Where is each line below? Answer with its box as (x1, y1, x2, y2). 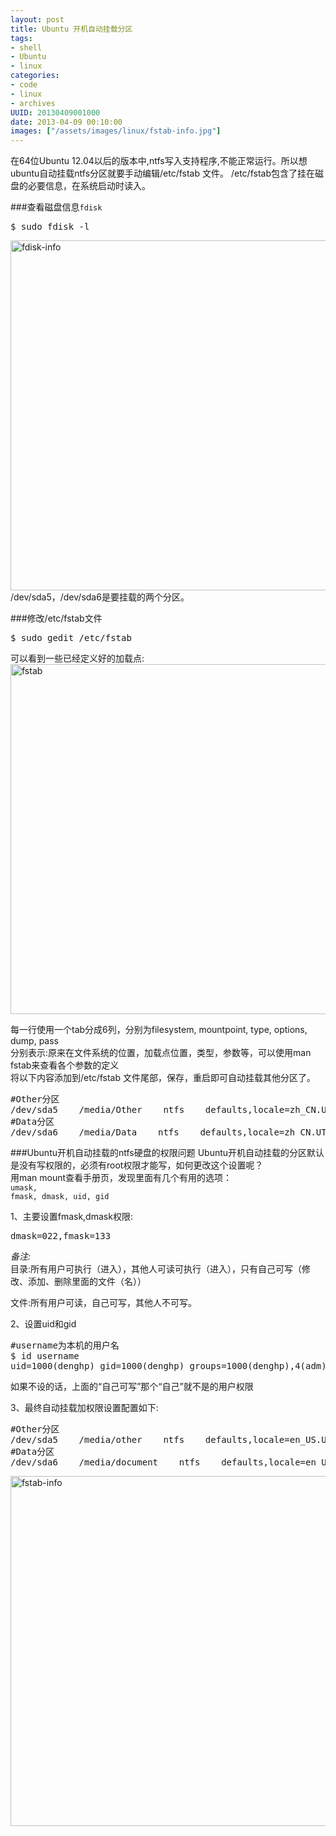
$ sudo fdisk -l (10, 221, 90, 233)
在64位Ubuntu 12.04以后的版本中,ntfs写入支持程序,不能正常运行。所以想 (10, 155, 308, 167)
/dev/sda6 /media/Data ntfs (10, 1127, 180, 1138)
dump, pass (10, 1035, 60, 1047)
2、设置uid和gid (10, 1318, 77, 1330)
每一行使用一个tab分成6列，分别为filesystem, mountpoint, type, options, (10, 1024, 308, 1036)
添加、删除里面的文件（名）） (27, 1276, 147, 1288)
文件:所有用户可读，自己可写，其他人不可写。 (10, 1297, 198, 1309)
